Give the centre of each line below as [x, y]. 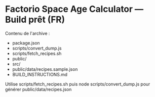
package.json [26, 43]
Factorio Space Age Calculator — [74, 9]
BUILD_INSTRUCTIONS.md [40, 74]
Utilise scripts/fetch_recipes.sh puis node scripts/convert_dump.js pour [78, 84]
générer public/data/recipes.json [39, 89]
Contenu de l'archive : [28, 33]
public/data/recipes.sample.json [45, 69]
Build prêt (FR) [35, 20]
